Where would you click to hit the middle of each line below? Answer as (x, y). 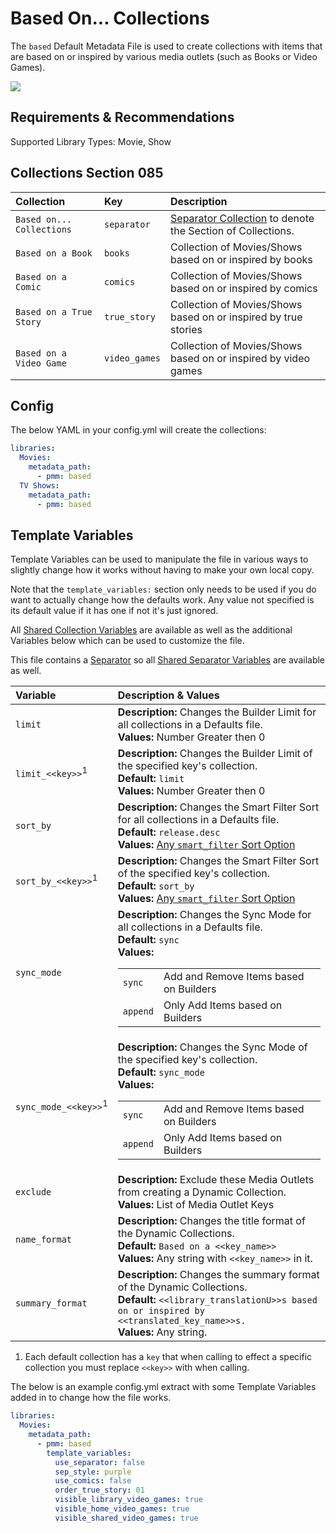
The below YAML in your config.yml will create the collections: (138, 430)
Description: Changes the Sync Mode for (214, 915)
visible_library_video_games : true (128, 1500)
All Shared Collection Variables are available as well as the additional (151, 630)
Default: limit (151, 779)
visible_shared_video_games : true (126, 1518)
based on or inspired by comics (244, 288)
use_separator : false (99, 1462)
